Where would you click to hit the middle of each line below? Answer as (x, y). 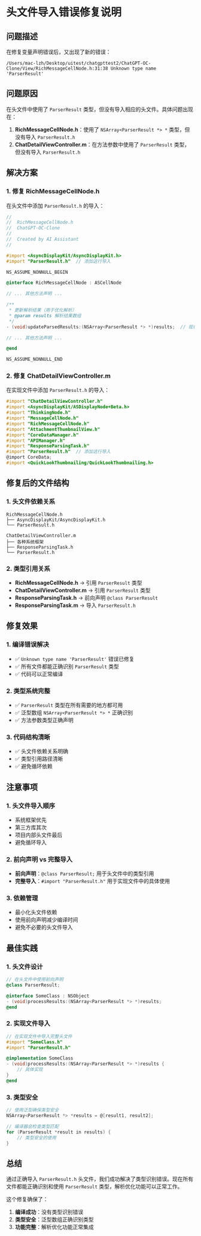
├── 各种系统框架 (25, 542)
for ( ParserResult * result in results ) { (59, 1132)
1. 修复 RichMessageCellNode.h (53, 191)
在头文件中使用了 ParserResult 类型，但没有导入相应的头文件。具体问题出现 (100, 109)
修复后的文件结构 (38, 483)
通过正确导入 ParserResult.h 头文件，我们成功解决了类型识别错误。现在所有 (100, 1179)
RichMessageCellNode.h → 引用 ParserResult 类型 (78, 582)
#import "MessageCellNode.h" (42, 418)
